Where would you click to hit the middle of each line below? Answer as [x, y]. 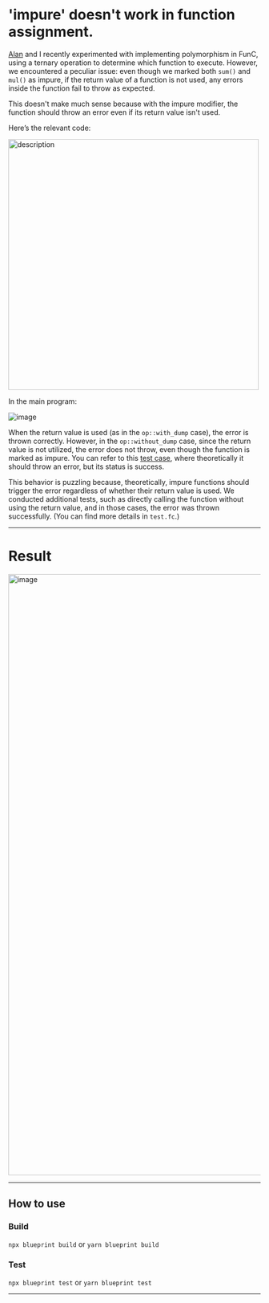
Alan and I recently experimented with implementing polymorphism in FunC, [133, 54]
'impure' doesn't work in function [122, 15]
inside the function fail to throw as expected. [82, 88]
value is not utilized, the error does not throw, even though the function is [129, 449]
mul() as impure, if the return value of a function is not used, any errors [126, 79]
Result [30, 556]
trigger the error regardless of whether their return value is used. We [121, 491]
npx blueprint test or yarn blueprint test [80, 1282]
